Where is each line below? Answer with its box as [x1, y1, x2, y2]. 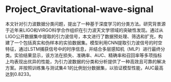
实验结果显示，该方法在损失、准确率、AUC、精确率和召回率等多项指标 [14, 52, 162, 58]
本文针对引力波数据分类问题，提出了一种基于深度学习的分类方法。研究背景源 [5, 21, 166, 27]
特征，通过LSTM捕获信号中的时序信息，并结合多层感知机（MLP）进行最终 [5, 46, 161, 52]
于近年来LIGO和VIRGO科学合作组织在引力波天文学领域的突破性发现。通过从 [5, 27, 164, 33]
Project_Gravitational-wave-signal [5, 4, 154, 15]
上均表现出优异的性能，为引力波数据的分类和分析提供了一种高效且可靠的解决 [5, 58, 166, 64]
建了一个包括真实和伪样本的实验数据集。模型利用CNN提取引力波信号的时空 [5, 39, 163, 46]
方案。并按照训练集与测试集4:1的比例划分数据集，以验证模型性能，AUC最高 [5, 64, 164, 71]
